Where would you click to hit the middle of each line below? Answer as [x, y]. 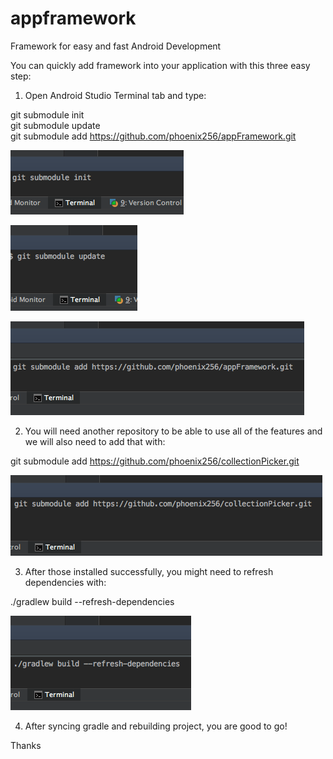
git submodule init [47, 114]
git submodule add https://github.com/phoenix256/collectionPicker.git [155, 461]
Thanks [26, 745]
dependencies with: [65, 582]
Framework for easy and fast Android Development [116, 46]
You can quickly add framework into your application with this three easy [160, 65]
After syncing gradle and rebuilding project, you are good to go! [156, 726]
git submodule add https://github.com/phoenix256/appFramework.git [153, 136]
